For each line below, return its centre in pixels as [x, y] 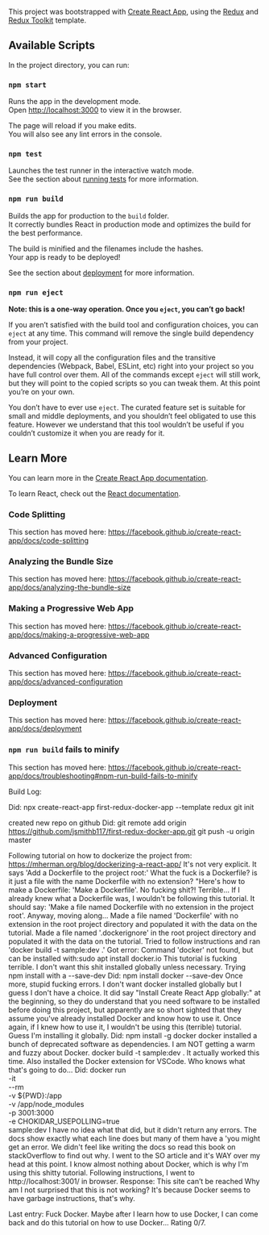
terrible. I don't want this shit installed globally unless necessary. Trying [127, 966]
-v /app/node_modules [46, 1104]
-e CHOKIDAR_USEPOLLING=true [64, 1121]
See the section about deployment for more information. [101, 273]
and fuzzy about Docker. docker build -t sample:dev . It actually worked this [134, 1053]
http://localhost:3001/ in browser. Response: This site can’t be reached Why [134, 1181]
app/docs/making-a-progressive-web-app [79, 634]
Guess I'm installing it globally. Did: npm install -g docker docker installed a [133, 1035]
